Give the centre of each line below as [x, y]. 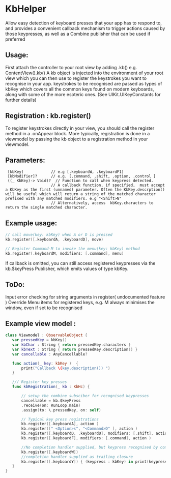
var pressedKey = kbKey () [39, 340]
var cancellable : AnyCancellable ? [50, 354]
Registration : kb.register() [48, 116]
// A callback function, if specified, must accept [108, 185]
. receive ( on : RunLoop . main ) [51, 405]
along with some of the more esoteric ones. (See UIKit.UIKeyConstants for [83, 94]
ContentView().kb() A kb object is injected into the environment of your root [84, 73]
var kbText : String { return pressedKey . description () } [75, 349]
